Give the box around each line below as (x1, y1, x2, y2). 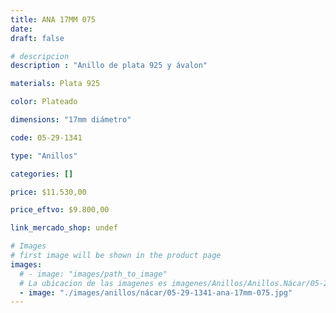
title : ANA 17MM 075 (10, 14, 97, 25)
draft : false (10, 33, 65, 43)
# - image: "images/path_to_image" (19, 269, 168, 279)
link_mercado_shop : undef (10, 223, 118, 233)
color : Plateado (10, 97, 78, 107)
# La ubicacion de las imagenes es (19, 278, 168, 288)
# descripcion (10, 51, 70, 61)
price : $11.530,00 (10, 187, 87, 197)
